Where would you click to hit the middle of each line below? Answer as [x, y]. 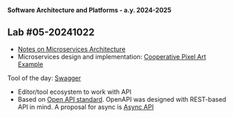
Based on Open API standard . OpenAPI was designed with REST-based [122, 100]
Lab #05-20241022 [51, 32]
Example [31, 65]
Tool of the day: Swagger [44, 78]
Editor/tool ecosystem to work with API [74, 92]
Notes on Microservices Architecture [71, 49]
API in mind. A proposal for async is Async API [86, 107]
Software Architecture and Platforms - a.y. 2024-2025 [90, 10]
